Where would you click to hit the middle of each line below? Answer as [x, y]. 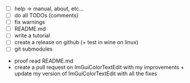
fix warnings [30, 22]
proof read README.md [44, 61]
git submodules [33, 49]
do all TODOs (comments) [46, 16]
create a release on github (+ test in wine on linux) [76, 42]
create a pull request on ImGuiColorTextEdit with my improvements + [99, 67]
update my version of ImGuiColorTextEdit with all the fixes [86, 73]
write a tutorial [32, 36]
